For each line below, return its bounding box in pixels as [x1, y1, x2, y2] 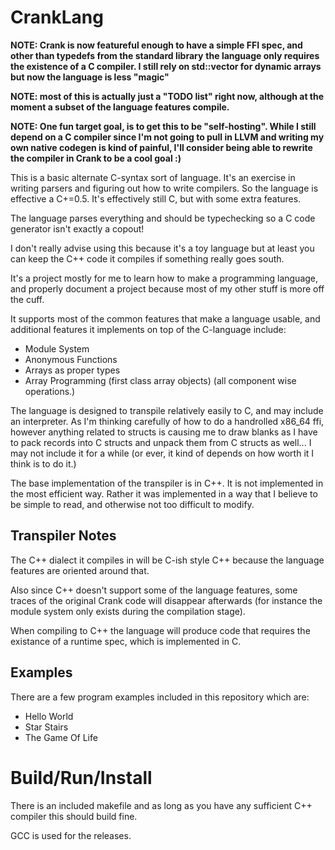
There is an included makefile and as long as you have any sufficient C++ [10, 799, 313, 811]
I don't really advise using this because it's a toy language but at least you [10, 242, 315, 254]
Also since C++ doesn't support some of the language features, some [10, 584, 298, 596]
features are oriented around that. [10, 564, 150, 576]
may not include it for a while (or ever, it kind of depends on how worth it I [10, 447, 315, 459]
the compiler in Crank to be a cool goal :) [10, 152, 182, 164]
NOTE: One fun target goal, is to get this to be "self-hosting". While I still [10, 120, 317, 132]
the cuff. [10, 293, 45, 305]
